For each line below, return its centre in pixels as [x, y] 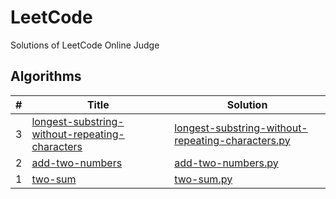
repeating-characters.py [232, 140]
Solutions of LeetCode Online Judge [85, 45]
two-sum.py [203, 179]
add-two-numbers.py [226, 163]
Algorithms [46, 76]
